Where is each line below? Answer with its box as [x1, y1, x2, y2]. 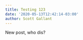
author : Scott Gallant [5, 16, 52, 21]
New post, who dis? [5, 30, 46, 36]
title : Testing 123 [5, 7, 46, 12]
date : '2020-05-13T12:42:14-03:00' [5, 12, 79, 17]
